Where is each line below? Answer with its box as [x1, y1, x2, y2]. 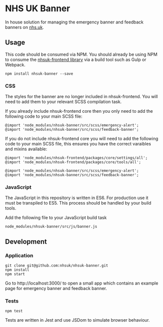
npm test [5, 308, 23, 314]
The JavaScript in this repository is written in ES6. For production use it [5, 195, 148, 201]
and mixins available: [5, 146, 47, 152]
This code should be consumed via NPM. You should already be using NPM [5, 51, 158, 57]
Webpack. [5, 61, 26, 67]
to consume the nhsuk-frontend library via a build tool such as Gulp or [5, 57, 147, 62]
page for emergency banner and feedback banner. [5, 286, 107, 291]
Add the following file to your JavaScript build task [5, 215, 107, 221]
